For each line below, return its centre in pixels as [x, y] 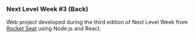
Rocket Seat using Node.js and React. [54, 28]
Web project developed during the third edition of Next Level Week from [97, 22]
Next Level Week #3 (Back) [47, 9]
